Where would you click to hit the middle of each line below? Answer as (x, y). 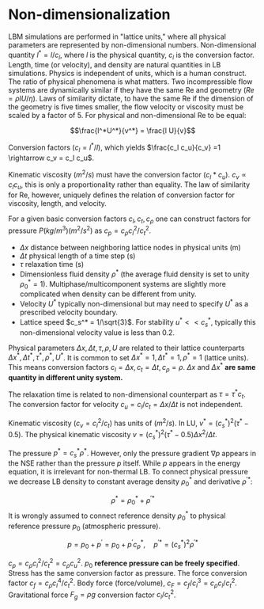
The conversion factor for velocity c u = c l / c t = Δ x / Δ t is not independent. (126, 405)
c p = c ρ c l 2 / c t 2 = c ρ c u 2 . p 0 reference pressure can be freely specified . (124, 563)
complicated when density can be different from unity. (108, 294)
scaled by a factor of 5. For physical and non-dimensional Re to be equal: (127, 116)
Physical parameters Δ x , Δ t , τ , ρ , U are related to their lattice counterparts (126, 348)
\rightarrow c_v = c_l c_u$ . (51, 158)
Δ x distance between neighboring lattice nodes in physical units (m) (130, 248)
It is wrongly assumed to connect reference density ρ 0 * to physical (117, 516)
